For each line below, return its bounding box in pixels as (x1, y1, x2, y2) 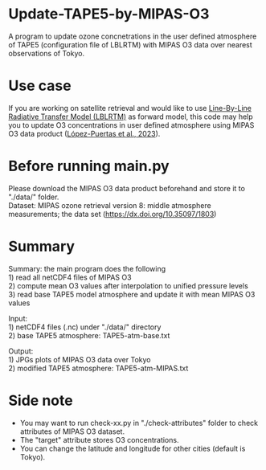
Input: (8, 313, 28, 323)
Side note (8, 391, 74, 410)
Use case (8, 77, 72, 95)
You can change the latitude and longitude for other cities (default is (19, 443, 246, 453)
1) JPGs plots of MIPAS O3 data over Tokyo (8, 354, 151, 364)
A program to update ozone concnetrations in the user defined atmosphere (8, 31, 257, 41)
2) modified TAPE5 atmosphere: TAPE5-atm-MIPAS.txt (8, 363, 189, 373)
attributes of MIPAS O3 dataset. (19, 427, 125, 436)
